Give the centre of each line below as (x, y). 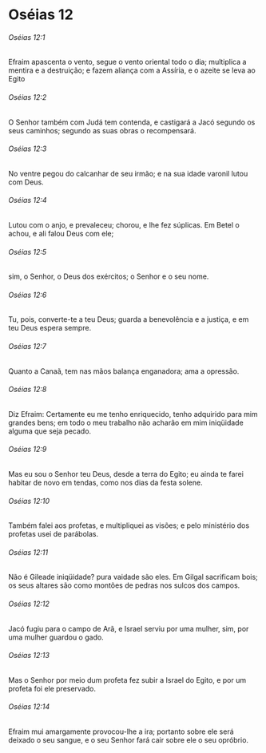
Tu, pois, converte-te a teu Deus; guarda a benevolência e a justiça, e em (129, 319)
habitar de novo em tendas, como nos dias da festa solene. (105, 483)
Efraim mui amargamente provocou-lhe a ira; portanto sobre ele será (121, 731)
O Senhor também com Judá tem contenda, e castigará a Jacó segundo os (132, 122)
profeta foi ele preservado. (52, 688)
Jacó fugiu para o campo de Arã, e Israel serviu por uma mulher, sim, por (129, 628)
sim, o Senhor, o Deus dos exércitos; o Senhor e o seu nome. (109, 276)
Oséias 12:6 (28, 295)
